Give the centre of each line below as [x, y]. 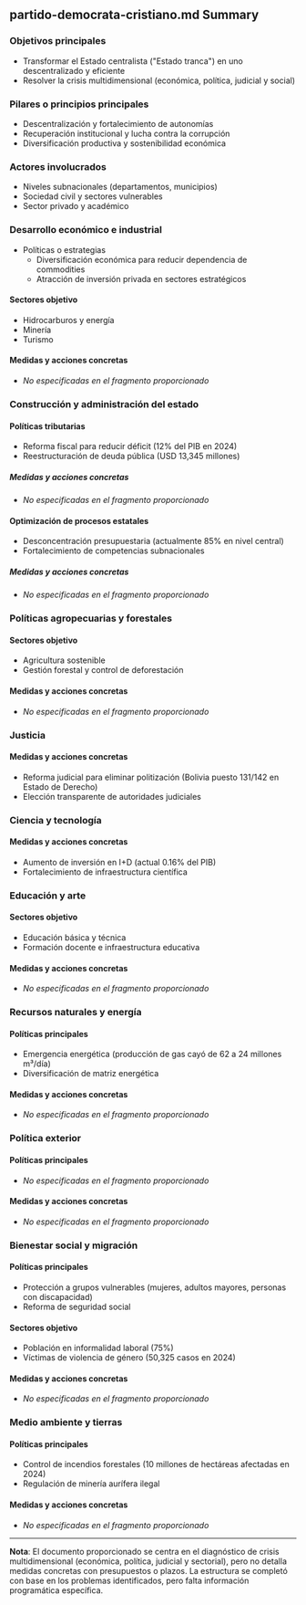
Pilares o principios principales [79, 104]
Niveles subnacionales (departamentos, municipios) [120, 187]
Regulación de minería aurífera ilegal [91, 1484]
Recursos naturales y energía [76, 1012]
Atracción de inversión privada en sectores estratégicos [141, 278]
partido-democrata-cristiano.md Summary [134, 15]
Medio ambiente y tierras [66, 1422]
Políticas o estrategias [64, 249]
